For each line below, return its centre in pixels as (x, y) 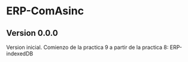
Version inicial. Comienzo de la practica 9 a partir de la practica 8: (87, 47)
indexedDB (20, 54)
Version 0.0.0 (32, 33)
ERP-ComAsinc (45, 11)
